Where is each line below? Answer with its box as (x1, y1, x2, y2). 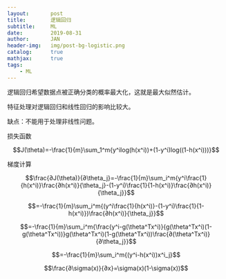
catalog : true (7, 49, 64, 56)
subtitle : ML (7, 23, 57, 30)
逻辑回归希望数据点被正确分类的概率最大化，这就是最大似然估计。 (7, 88, 195, 96)
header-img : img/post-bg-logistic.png (7, 42, 126, 49)
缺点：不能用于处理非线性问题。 (7, 117, 98, 125)
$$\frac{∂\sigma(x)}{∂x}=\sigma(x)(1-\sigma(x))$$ (44, 264, 189, 272)
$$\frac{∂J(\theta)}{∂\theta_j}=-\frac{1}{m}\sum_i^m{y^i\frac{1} (25, 173, 207, 182)
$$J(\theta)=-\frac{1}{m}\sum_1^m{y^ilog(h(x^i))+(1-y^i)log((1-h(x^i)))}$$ (12, 146, 220, 154)
